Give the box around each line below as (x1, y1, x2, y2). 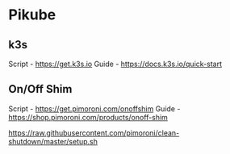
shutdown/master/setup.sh (8, 136, 98, 146)
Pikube (8, 6, 56, 24)
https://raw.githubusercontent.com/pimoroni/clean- (8, 127, 180, 138)
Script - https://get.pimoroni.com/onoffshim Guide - (8, 103, 181, 114)
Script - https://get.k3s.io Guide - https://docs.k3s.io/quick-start (8, 59, 222, 69)
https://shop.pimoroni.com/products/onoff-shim (8, 112, 168, 122)
